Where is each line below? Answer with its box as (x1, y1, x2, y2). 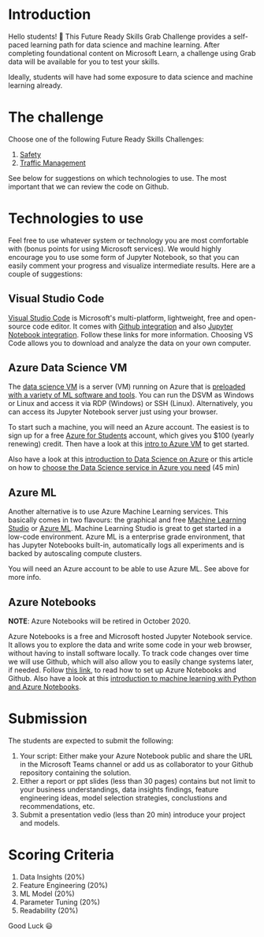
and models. (19, 818, 61, 827)
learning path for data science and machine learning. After (30, 40, 221, 49)
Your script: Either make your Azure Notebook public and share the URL (19, 751, 253, 760)
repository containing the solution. (19, 768, 132, 777)
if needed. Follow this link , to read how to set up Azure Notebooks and (8, 665, 236, 675)
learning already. (8, 81, 63, 90)
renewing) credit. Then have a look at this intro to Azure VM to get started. (8, 439, 250, 449)
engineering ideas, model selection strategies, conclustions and (19, 793, 227, 803)
